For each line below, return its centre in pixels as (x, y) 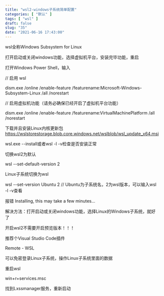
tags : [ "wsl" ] (22, 19)
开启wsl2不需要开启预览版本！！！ (40, 228)
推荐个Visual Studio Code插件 (35, 238)
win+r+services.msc (26, 278)
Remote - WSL (20, 248)
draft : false (18, 23)
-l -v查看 (14, 191)
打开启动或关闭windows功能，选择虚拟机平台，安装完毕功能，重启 (72, 57)
